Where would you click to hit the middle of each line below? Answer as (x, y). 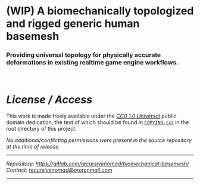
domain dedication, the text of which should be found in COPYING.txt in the (98, 122)
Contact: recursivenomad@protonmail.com (59, 170)
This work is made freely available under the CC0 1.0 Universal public (91, 116)
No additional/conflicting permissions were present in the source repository (99, 140)
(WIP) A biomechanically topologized (100, 11)
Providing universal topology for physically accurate (84, 55)
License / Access (49, 99)
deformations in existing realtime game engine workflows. (92, 63)
